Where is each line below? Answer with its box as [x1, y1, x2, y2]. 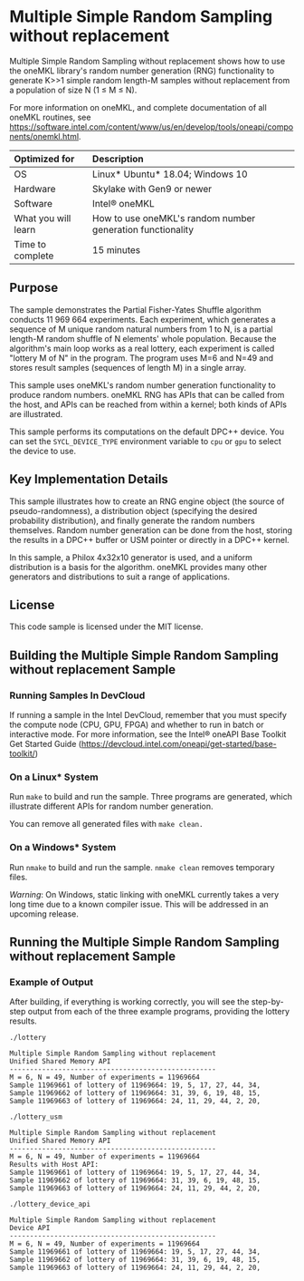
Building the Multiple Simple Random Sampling [9, 647, 279, 663]
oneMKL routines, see [9, 112, 91, 122]
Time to [14, 238, 47, 250]
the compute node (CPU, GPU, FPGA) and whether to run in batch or [9, 719, 264, 731]
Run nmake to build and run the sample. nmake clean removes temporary [9, 861, 275, 872]
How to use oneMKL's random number [91, 211, 256, 224]
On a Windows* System [9, 841, 117, 854]
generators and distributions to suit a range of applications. [9, 571, 231, 582]
